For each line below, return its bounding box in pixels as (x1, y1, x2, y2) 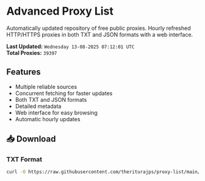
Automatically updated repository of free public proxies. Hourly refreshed (6, 24, 191, 32)
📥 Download (6, 134, 56, 144)
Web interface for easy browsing (15, 108, 98, 116)
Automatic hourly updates (15, 115, 81, 122)
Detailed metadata (15, 102, 62, 110)
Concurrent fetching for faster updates (15, 90, 113, 97)
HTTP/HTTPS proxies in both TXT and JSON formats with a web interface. (6, 30, 193, 38)
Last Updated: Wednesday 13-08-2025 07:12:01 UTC (6, 43, 135, 50)
